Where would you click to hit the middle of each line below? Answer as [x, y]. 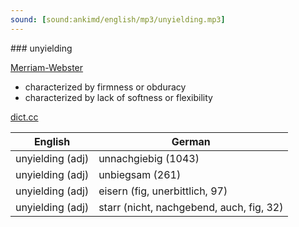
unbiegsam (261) [140, 174]
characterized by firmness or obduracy [105, 87]
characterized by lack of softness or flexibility [118, 97]
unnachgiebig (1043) [149, 158]
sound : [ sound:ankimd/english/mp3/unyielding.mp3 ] [118, 19]
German [191, 141]
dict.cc [24, 117]
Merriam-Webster [47, 67]
